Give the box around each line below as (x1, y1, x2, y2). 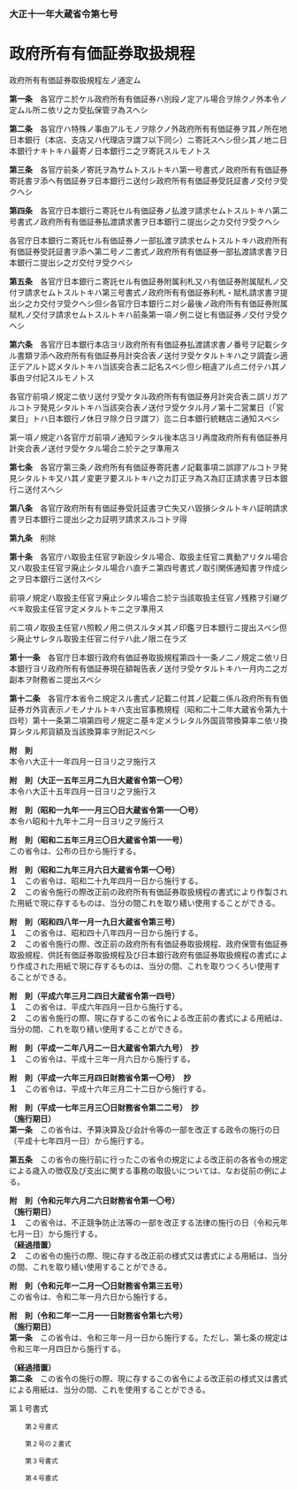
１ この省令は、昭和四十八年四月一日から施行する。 (9, 927, 203, 938)
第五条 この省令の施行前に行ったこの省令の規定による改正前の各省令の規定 (9, 1154, 288, 1164)
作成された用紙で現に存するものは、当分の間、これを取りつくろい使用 (16, 960, 273, 971)
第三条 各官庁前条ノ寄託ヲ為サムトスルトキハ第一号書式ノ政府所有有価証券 (9, 164, 288, 174)
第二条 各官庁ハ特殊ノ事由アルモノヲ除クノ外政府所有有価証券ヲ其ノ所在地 (9, 123, 288, 134)
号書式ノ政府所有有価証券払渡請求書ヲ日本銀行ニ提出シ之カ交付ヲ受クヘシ (9, 216, 280, 227)
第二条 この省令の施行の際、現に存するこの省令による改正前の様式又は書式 (9, 1373, 288, 1384)
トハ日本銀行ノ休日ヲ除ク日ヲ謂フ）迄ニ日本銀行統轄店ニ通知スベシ (32, 413, 280, 424)
